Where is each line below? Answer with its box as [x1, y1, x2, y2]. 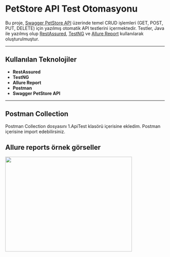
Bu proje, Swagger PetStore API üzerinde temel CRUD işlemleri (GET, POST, [5, 20, 163, 26]
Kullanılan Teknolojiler [5, 55, 77, 64]
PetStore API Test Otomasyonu [5, 3, 138, 15]
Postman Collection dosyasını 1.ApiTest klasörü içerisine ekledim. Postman [5, 123, 161, 129]
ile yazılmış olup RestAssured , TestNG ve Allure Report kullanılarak [5, 30, 144, 36]
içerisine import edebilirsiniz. [5, 128, 66, 135]
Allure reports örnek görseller [5, 143, 101, 152]
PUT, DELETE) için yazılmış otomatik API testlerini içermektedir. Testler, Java [5, 25, 164, 31]
